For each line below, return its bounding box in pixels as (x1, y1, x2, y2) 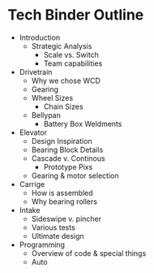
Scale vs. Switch (43, 50, 99, 59)
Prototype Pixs (43, 162, 93, 171)
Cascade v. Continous (31, 153, 106, 163)
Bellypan (31, 110, 62, 119)
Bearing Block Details (31, 145, 104, 154)
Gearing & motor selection (31, 171, 119, 180)
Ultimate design (31, 231, 84, 240)
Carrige (19, 179, 45, 188)
